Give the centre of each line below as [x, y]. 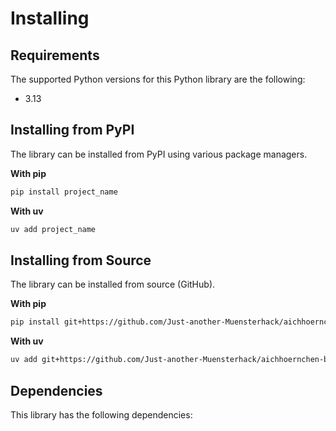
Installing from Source [81, 260]
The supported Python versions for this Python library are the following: [158, 79]
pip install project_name [64, 192]
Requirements [55, 55]
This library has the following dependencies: [101, 414]
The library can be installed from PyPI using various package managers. [159, 154]
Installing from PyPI [72, 130]
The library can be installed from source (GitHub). [113, 284]
